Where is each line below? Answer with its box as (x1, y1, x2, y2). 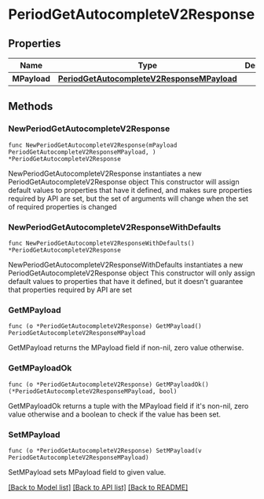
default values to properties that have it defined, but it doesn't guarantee (8, 276, 244, 286)
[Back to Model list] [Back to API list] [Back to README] (8, 483, 189, 492)
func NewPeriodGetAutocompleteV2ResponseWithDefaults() (8, 239, 195, 247)
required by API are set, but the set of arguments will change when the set (8, 194, 249, 203)
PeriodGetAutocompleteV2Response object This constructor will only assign (8, 268, 255, 278)
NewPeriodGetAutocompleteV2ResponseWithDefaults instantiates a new (8, 260, 244, 269)
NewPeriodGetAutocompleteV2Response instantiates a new (8, 169, 202, 178)
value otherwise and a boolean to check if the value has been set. (8, 410, 222, 419)
